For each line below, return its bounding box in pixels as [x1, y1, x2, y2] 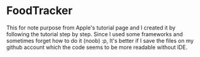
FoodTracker [6, 4, 73, 18]
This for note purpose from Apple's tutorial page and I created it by [6, 24, 176, 31]
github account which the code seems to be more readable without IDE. [6, 44, 188, 51]
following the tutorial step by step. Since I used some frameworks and [6, 30, 183, 37]
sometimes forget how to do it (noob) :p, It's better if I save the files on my [6, 37, 194, 44]
